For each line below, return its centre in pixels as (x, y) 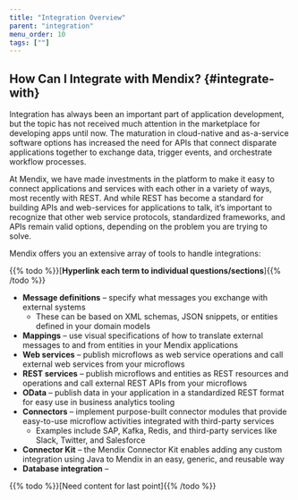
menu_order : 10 (38, 34)
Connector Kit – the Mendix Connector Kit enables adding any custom (152, 450)
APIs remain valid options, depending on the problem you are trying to (139, 227)
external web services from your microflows (103, 364)
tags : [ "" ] (30, 42)
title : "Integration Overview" (68, 17)
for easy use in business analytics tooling (98, 403)
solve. (21, 236)
